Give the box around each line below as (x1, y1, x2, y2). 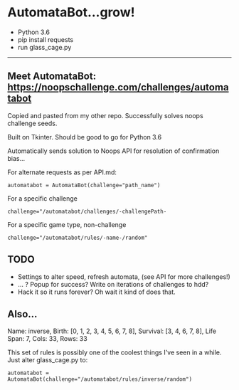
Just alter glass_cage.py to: (7, 356, 88, 364)
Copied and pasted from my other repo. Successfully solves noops (7, 111, 204, 120)
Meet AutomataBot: (7, 70, 97, 83)
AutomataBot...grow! (7, 4, 135, 21)
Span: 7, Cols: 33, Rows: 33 (7, 334, 87, 343)
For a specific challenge (7, 194, 78, 203)
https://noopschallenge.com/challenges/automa (7, 81, 229, 93)
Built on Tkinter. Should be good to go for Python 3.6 (7, 132, 162, 141)
